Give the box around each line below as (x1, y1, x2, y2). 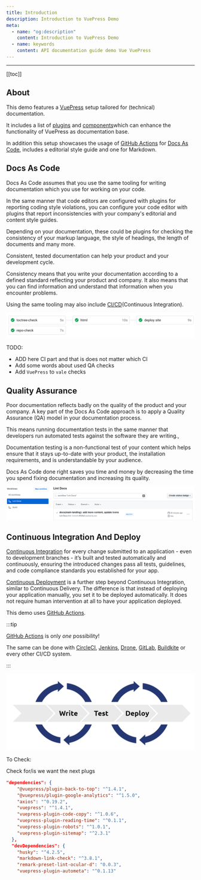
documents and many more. (6, 240, 76, 248)
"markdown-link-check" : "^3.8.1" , (17, 855, 103, 861)
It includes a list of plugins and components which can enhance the (6, 122, 172, 129)
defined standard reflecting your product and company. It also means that (6, 276, 188, 284)
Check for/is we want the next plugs (6, 767, 96, 775)
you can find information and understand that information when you (6, 283, 173, 290)
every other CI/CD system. (6, 650, 72, 658)
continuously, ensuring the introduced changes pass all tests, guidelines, (6, 560, 186, 568)
